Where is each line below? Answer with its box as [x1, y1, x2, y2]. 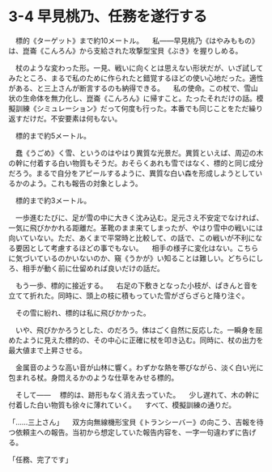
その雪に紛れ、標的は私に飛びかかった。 [15, 308, 151, 317]
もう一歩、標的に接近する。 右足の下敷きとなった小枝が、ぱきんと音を [15, 280, 258, 290]
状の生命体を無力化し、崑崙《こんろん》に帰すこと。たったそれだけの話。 [8, 93, 257, 103]
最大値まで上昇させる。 [8, 345, 87, 355]
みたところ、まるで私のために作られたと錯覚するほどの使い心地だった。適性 [8, 73, 264, 83]
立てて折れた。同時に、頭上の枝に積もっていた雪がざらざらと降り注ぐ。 [8, 291, 249, 300]
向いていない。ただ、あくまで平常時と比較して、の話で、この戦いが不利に [8, 232, 256, 243]
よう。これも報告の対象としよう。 [29, 178, 143, 188]
